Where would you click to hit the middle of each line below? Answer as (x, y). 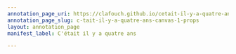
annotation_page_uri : (39, 14)
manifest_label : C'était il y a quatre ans (72, 33)
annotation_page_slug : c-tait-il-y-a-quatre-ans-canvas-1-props (103, 20)
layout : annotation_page (44, 27)
